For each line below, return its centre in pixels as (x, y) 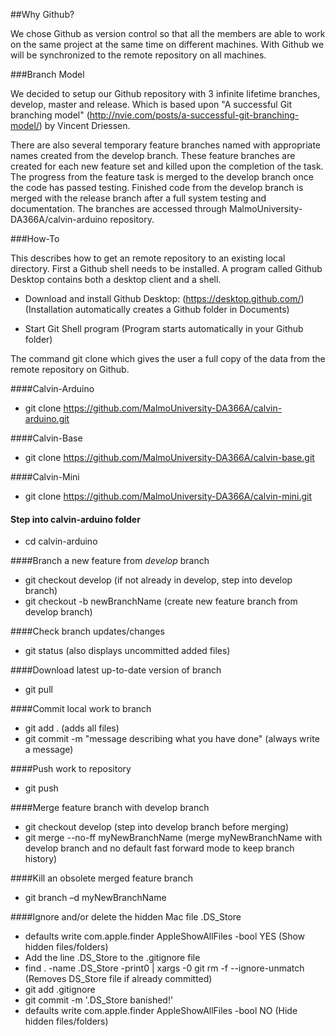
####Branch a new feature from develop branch (110, 561)
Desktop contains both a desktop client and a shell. (116, 279)
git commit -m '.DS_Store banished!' (99, 1000)
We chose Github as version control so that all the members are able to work (168, 33)
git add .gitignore (60, 990)
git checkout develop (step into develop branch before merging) (156, 827)
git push (41, 788)
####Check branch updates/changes (87, 631)
